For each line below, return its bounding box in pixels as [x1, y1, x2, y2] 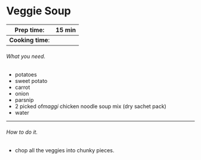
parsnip [14, 97, 34, 104]
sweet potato [14, 78, 48, 85]
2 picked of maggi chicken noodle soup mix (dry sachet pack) [14, 103, 166, 110]
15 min [56, 26, 76, 34]
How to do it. [6, 128, 38, 136]
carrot [14, 84, 31, 91]
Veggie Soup [6, 4, 71, 18]
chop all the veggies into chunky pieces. [14, 147, 115, 154]
